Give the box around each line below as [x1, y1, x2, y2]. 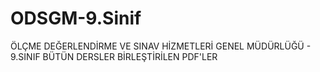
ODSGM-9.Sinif [10, 7, 142, 30]
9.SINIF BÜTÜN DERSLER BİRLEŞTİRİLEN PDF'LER [10, 50, 218, 62]
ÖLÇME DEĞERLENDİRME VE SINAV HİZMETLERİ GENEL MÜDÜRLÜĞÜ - [10, 40, 312, 52]
